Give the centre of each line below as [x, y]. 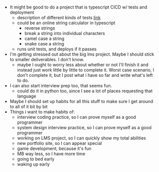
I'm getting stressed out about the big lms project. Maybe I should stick [82, 54]
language [27, 96]
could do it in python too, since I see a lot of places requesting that [85, 91]
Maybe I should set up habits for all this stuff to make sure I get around [81, 101]
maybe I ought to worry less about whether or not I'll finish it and [83, 65]
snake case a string [44, 44]
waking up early [33, 164]
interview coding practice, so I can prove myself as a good [77, 117]
